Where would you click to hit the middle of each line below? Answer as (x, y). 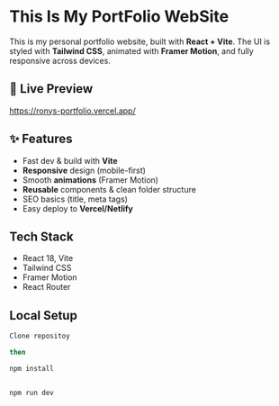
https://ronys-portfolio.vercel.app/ (73, 111)
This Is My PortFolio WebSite (119, 17)
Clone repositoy (40, 336)
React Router (46, 287)
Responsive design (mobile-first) (84, 170)
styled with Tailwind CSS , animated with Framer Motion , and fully (131, 50)
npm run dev (31, 392)
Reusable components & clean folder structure (109, 189)
